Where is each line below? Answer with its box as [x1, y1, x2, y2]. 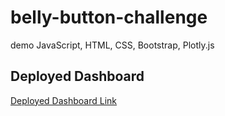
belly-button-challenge [10, 6, 208, 29]
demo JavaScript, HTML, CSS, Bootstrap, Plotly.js [10, 39, 215, 51]
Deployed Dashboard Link [10, 94, 118, 106]
